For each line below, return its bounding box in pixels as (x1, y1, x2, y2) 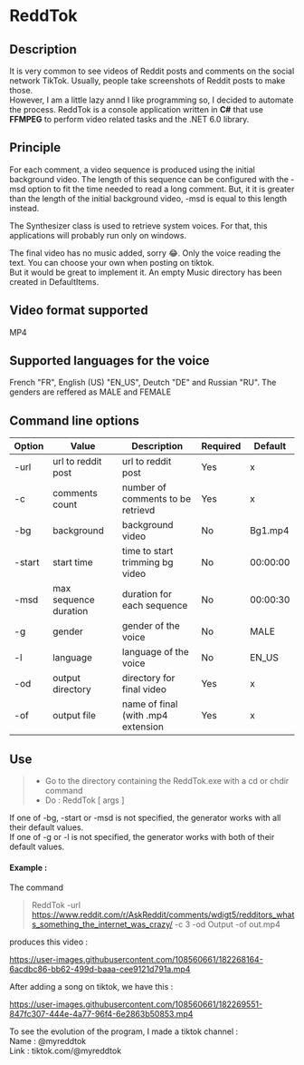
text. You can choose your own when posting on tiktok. (9, 257, 214, 268)
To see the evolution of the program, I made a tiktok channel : (9, 1026, 239, 1037)
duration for (121, 588, 173, 601)
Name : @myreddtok (9, 1036, 87, 1047)
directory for (121, 672, 176, 685)
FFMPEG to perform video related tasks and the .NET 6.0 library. (9, 114, 250, 124)
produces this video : (9, 936, 89, 948)
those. (9, 85, 33, 95)
